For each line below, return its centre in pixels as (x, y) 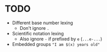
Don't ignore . (34, 28)
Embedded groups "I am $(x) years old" (56, 44)
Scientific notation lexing (38, 33)
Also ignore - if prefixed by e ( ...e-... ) (61, 39)
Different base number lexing (42, 23)
